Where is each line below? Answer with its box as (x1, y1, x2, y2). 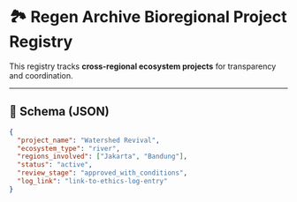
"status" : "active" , (17, 161, 93, 169)
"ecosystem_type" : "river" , (17, 144, 121, 153)
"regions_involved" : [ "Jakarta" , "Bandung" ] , (17, 152, 188, 161)
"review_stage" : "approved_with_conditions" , (17, 168, 188, 177)
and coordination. (9, 70, 73, 80)
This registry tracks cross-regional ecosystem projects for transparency (9, 61, 277, 71)
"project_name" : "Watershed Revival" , (17, 136, 161, 145)
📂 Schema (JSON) (9, 104, 110, 119)
